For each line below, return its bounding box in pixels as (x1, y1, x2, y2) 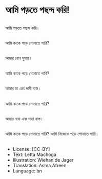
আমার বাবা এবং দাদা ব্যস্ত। (5, 116, 44, 122)
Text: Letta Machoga (12, 151, 56, 158)
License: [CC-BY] (12, 146, 50, 152)
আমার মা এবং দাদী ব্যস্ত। (5, 85, 41, 92)
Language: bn (12, 168, 43, 174)
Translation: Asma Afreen (12, 162, 67, 168)
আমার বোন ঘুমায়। (5, 55, 32, 61)
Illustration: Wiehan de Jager (12, 156, 74, 163)
